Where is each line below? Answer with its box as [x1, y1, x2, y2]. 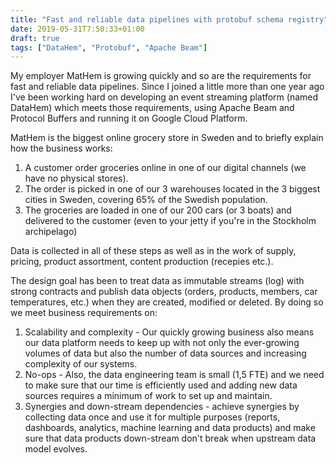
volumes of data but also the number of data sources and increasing [24, 347, 307, 360]
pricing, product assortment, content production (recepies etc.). [10, 256, 274, 268]
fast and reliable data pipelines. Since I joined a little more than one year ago [10, 81, 325, 93]
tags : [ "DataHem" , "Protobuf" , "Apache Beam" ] [10, 42, 208, 53]
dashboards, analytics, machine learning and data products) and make [24, 422, 316, 434]
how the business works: [10, 142, 113, 155]
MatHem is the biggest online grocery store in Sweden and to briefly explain [10, 132, 324, 144]
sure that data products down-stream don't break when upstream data [24, 432, 317, 445]
